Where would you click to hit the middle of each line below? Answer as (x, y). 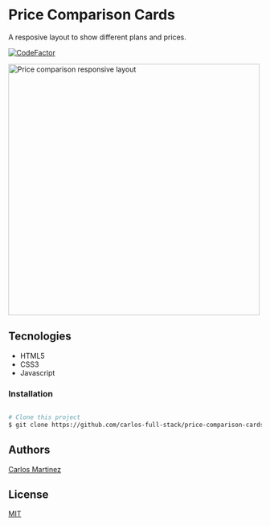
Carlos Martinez (35, 469)
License (29, 495)
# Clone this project (45, 417)
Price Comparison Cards (92, 15)
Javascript (37, 372)
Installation (31, 393)
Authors (29, 450)
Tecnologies (40, 337)
